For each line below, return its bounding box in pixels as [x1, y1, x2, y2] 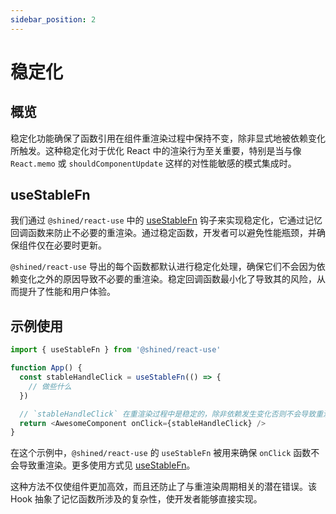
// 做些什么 [28, 381, 72, 391]
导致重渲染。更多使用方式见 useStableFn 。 [18, 459, 196, 471]
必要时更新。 [53, 239, 107, 251]
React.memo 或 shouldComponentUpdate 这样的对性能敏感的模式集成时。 [10, 157, 297, 169]
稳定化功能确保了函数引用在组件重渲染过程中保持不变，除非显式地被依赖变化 [10, 132, 326, 144]
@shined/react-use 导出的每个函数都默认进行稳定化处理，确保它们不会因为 [10, 261, 317, 273]
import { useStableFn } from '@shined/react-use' [10, 345, 222, 355]
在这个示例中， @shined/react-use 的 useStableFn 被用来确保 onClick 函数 [10, 447, 312, 459]
